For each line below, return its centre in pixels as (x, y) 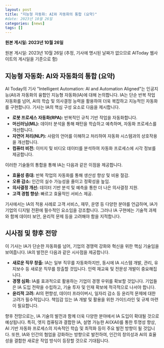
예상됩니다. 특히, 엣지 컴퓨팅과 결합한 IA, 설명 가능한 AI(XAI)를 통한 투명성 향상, (81, 322)
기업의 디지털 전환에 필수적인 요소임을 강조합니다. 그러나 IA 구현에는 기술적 (76, 210)
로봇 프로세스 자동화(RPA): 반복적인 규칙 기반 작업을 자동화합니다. (75, 117)
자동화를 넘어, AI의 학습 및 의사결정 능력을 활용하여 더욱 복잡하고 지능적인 (75, 101)
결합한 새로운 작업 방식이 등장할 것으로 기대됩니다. (62, 340)
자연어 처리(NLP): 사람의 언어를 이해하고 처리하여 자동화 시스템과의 (76, 136)
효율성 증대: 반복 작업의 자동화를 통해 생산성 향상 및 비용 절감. (71, 175)
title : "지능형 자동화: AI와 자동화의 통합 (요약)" (51, 14)
